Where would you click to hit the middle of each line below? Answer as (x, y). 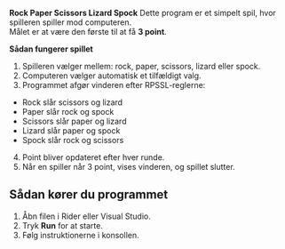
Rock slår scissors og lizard (72, 102)
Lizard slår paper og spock (71, 131)
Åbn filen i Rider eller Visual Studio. (86, 216)
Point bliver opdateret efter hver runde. (93, 157)
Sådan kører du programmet (89, 195)
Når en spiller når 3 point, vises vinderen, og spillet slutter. (128, 167)
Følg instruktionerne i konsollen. (80, 235)
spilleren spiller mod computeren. (70, 22)
